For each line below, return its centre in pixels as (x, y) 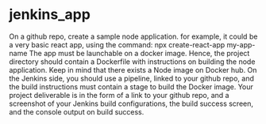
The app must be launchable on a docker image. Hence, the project (139, 53)
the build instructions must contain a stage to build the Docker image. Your (131, 86)
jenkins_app (50, 15)
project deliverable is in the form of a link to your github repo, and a (119, 95)
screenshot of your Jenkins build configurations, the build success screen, (131, 103)
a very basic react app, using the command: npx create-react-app (117, 44)
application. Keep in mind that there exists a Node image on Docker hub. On (133, 70)
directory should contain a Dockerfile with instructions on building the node (132, 62)
